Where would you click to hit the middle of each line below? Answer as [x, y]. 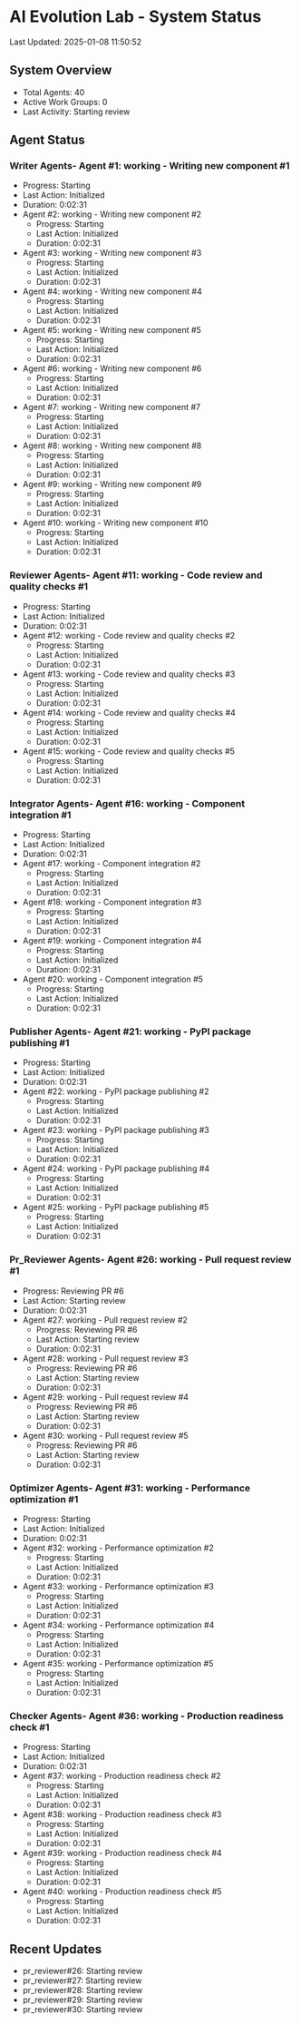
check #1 [29, 1727]
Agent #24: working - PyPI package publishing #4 [116, 1168]
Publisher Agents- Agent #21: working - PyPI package [131, 1032]
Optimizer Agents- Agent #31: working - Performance [130, 1488]
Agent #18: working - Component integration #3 [112, 902]
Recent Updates [56, 1949]
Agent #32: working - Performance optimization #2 [118, 1548]
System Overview [61, 70]
